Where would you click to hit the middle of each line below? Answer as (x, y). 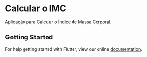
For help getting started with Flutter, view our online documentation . (73, 49)
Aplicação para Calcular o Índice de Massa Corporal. (58, 22)
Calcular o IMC (36, 9)
